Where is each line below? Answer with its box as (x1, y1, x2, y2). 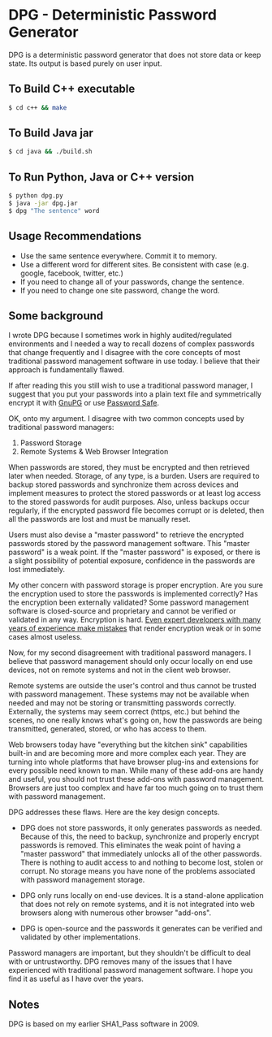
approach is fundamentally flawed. (8, 365, 124, 375)
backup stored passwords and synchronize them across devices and (8, 479, 240, 489)
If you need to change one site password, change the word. (19, 285, 220, 295)
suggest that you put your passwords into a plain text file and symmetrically (8, 389, 262, 399)
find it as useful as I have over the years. (8, 974, 145, 984)
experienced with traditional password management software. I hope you (8, 965, 253, 975)
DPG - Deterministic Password (8, 6, 218, 24)
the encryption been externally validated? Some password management (8, 597, 249, 607)
